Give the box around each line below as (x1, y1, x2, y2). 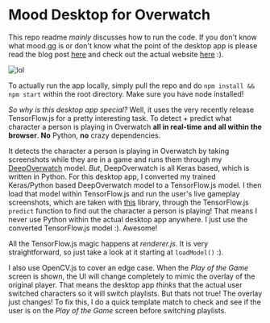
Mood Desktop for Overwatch (8, 6, 211, 24)
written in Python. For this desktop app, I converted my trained (8, 172, 216, 181)
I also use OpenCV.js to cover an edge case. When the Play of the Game (8, 263, 249, 272)
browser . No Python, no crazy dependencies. (8, 130, 161, 140)
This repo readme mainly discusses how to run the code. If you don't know (8, 32, 257, 42)
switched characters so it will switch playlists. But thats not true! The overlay (8, 288, 263, 298)
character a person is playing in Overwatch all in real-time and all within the (8, 122, 262, 131)
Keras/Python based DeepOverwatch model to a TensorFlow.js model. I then (8, 180, 262, 190)
